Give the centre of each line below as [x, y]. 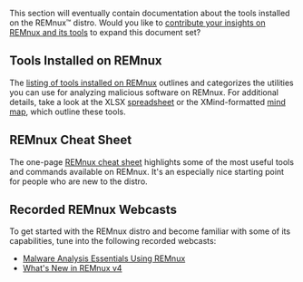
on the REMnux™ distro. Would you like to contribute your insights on [137, 23]
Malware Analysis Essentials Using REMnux [104, 258]
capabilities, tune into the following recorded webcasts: [113, 241]
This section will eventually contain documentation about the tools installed [150, 13]
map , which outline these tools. [68, 112]
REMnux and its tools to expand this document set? [105, 32]
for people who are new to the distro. [78, 181]
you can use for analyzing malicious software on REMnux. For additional [144, 92]
